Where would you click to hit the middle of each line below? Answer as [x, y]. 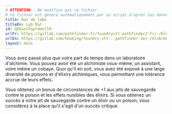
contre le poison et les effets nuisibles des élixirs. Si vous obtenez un [78, 95]
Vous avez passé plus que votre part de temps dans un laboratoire [75, 58]
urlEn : [12, 39]
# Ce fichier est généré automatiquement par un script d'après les [80, 15]
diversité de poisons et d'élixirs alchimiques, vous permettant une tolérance [85, 74]
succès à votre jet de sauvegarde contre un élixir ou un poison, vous [78, 100]
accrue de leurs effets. [29, 79]
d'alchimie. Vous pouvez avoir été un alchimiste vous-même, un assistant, [83, 63]
